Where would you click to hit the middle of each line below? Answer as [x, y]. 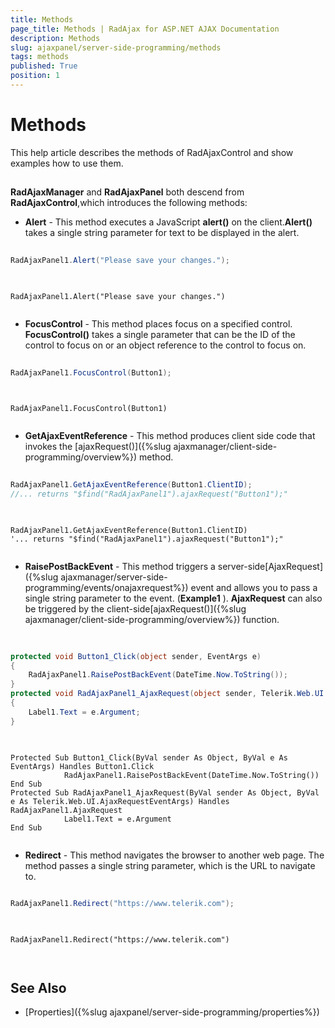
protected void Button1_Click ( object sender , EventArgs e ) [136, 656]
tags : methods [40, 57]
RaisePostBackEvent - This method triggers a [120, 566]
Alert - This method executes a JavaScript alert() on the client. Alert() [168, 222]
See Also [38, 987]
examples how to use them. [67, 163]
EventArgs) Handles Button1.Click [82, 766]
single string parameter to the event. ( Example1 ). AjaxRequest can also [173, 598]
